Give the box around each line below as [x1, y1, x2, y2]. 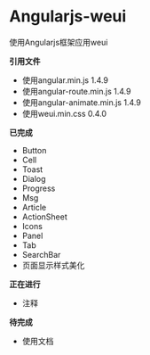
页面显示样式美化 [21, 260, 85, 270]
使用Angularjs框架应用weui [9, 37, 108, 47]
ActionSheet [21, 211, 68, 222]
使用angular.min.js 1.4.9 [21, 74, 109, 86]
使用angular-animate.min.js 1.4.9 [21, 96, 142, 108]
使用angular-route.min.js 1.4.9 [21, 86, 131, 96]
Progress [21, 183, 56, 194]
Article [21, 202, 47, 212]
